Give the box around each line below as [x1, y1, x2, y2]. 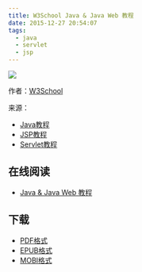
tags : [8, 26, 26, 34]
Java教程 [19, 120, 50, 129]
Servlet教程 [19, 140, 58, 149]
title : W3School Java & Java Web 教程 [8, 11, 134, 20]
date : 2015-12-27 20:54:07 [8, 19, 98, 27]
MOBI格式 [19, 255, 53, 265]
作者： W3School [8, 86, 63, 95]
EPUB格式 [19, 245, 53, 255]
